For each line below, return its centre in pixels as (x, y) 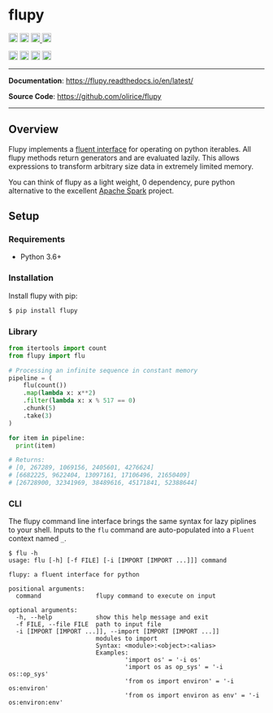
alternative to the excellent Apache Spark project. (91, 190)
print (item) (36, 445)
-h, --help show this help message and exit (112, 618)
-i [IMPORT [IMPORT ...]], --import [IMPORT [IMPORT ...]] (118, 632)
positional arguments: (47, 589)
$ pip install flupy (43, 310)
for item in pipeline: (47, 438)
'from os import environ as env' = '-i (192, 696)
